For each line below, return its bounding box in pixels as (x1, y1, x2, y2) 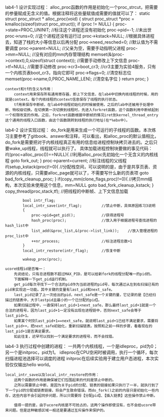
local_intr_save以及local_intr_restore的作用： (5, 372, 99, 377)
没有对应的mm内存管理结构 (35, 51, 90, 57)
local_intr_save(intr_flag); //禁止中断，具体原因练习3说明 (23, 203, 156, 208)
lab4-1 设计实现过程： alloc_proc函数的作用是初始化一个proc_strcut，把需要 (5, 4, 158, 10)
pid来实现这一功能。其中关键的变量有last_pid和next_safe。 (5, 287, 115, 292)
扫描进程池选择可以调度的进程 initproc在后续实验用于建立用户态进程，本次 (5, 356, 155, 361)
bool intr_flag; (23, 198, 56, 203)
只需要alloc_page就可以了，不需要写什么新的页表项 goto (35, 170, 149, 175)
